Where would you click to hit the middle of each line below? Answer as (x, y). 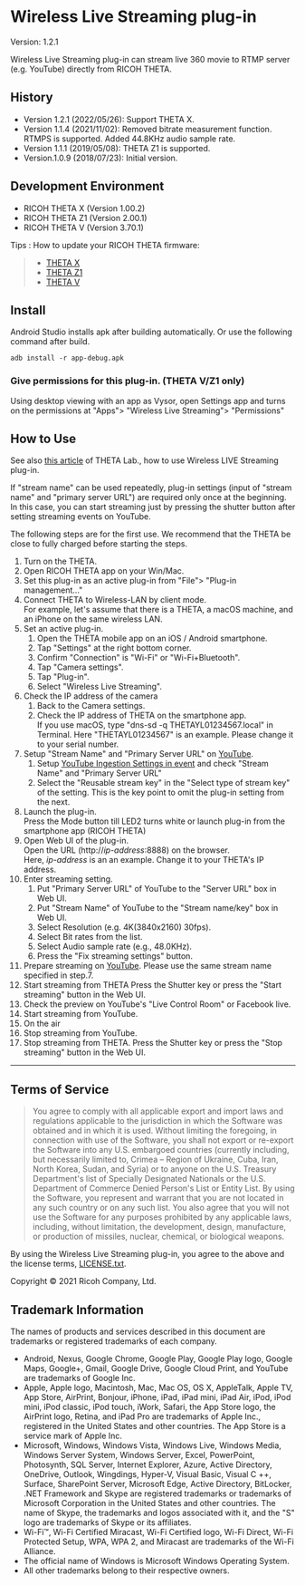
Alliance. (39, 1551)
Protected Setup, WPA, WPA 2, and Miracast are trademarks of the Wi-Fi (159, 1542)
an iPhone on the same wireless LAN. (93, 619)
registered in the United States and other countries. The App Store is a (154, 1426)
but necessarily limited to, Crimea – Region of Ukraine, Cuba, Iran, (155, 1160)
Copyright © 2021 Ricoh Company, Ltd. (83, 1281)
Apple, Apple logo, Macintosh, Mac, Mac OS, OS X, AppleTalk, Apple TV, (158, 1387)
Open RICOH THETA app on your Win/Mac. (104, 571)
